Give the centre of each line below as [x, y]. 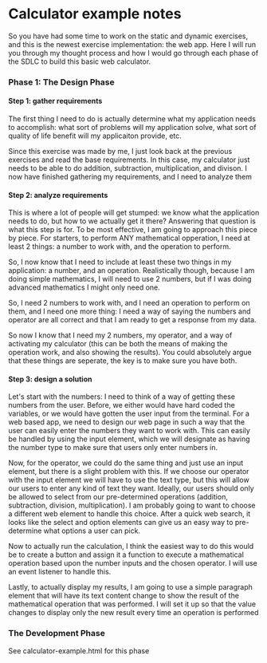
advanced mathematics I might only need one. [84, 287]
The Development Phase [57, 633]
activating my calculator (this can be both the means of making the [118, 344]
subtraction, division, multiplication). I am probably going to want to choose [132, 505]
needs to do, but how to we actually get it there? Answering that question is [132, 221]
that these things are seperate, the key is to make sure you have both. [123, 361]
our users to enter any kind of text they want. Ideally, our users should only [131, 488]
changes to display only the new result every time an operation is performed [133, 613]
